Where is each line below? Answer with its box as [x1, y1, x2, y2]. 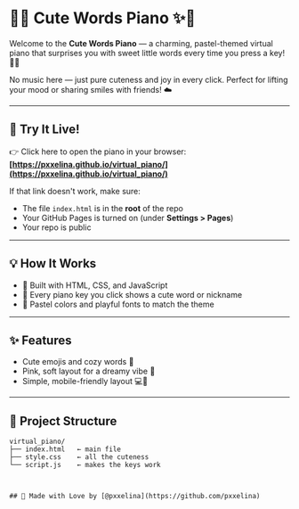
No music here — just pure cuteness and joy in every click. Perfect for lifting [9, 74, 288, 85]
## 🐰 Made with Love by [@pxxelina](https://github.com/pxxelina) [9, 492, 261, 501]
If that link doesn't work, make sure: [9, 185, 141, 196]
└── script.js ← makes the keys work [9, 461, 162, 470]
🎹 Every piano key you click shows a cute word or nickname [21, 289, 243, 300]
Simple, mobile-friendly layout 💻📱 [21, 376, 149, 387]
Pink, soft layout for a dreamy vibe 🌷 [21, 365, 156, 377]
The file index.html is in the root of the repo [21, 202, 184, 213]
